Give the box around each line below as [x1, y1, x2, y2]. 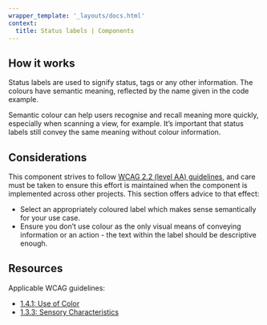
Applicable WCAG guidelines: [8, 282, 106, 293]
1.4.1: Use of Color [19, 299, 80, 308]
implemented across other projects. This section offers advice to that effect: [8, 189, 260, 198]
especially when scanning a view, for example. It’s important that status [8, 119, 245, 128]
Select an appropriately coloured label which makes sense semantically [19, 205, 257, 213]
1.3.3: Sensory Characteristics [19, 307, 119, 317]
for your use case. [19, 213, 80, 222]
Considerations [8, 150, 87, 165]
